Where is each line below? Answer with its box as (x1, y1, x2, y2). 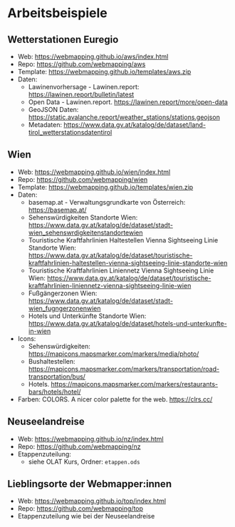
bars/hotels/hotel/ (28, 387, 81, 396)
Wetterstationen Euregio (7, 34, 119, 46)
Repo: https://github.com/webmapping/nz (17, 442, 141, 451)
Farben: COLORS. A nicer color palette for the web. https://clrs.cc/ (17, 394, 213, 404)
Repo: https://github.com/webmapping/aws (17, 60, 146, 68)
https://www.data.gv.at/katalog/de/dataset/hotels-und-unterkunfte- (28, 319, 227, 327)
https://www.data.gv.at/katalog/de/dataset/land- (63, 121, 207, 129)
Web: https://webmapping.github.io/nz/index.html (17, 434, 164, 443)
